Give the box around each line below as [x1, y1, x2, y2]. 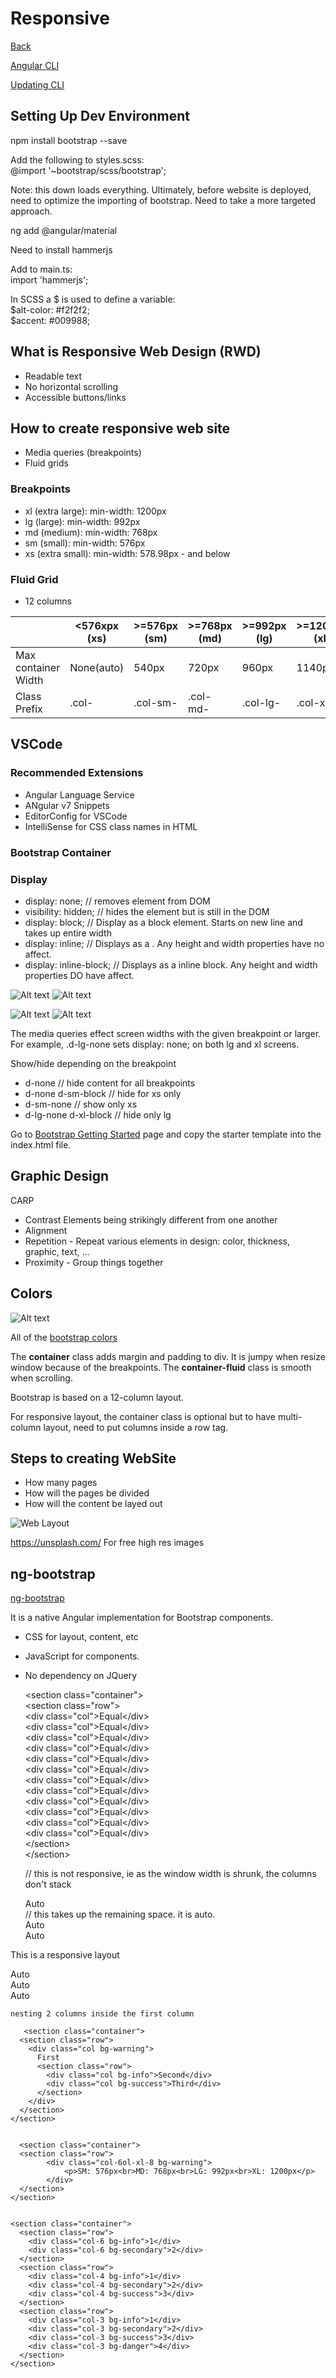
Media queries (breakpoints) [24, 447, 142, 459]
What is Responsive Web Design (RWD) [10, 343, 262, 361]
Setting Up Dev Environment [10, 108, 191, 125]
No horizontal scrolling [24, 380, 119, 392]
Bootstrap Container [10, 845, 112, 859]
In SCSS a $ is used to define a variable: [10, 293, 176, 305]
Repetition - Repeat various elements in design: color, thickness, [24, 1235, 290, 1247]
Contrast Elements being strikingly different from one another [24, 1213, 278, 1226]
